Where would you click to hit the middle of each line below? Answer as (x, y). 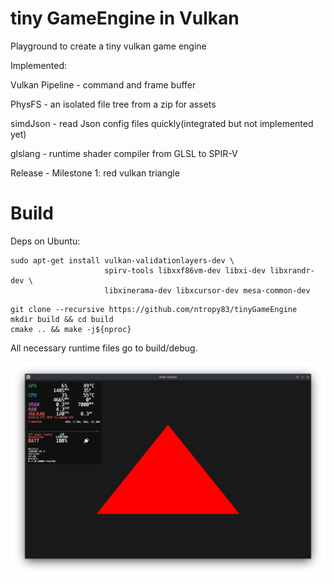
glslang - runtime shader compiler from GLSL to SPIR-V (124, 153)
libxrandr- (292, 270)
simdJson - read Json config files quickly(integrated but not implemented (162, 123)
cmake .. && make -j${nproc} (71, 329)
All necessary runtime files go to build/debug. (104, 348)
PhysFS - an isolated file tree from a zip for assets (113, 104)
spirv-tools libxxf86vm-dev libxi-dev (185, 270)
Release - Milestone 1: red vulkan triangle (95, 173)
